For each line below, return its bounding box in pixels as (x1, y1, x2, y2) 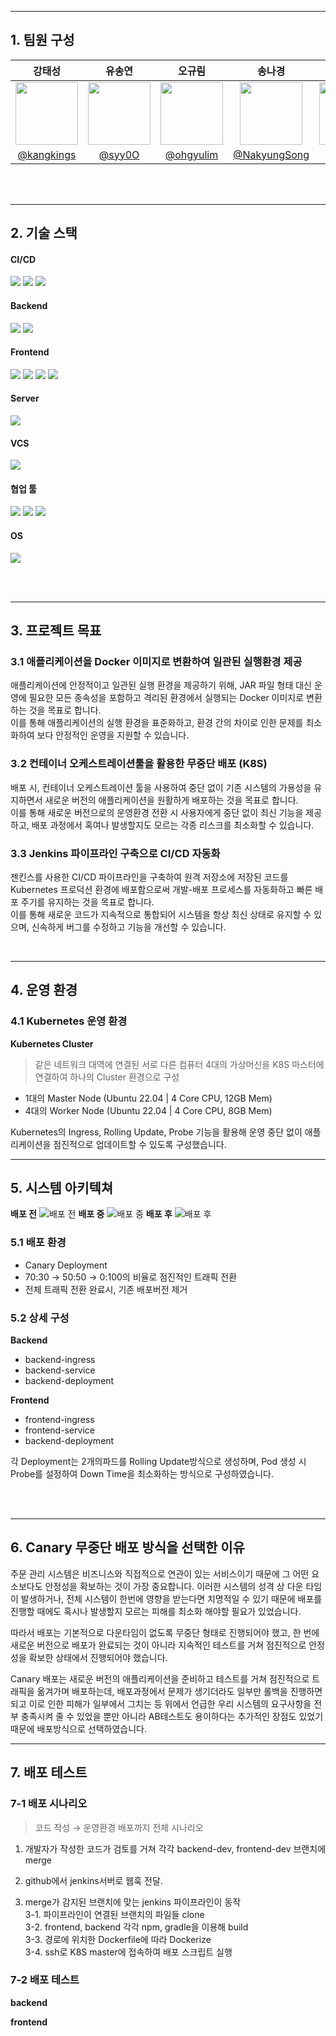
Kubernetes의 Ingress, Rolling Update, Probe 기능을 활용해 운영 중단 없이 (10, 1126, 303, 1138)
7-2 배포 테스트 (10, 1973, 80, 1987)
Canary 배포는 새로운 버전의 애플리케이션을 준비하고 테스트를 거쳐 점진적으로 (10, 1672, 310, 1685)
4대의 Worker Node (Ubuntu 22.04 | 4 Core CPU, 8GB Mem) (24, 1104, 273, 1116)
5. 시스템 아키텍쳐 (10, 1179, 114, 1196)
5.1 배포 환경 (10, 1236, 67, 1250)
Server (10, 392, 40, 405)
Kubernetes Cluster (10, 1037, 94, 1050)
